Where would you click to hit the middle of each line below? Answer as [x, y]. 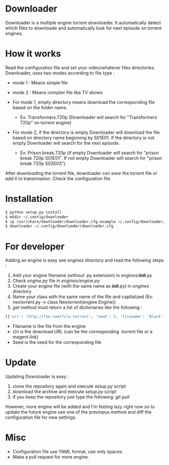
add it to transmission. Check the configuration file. [58, 178]
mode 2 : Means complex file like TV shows [58, 92]
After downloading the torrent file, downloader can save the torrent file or [81, 173]
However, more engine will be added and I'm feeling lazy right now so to [80, 407]
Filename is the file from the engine [49, 326]
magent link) [25, 337]
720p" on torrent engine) [46, 122]
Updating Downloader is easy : [37, 377]
